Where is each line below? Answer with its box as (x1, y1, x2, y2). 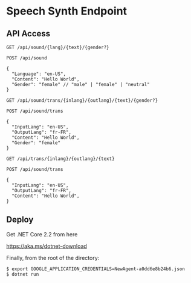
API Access (6, 28, 51, 39)
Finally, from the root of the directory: (6, 254, 100, 261)
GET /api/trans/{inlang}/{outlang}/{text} (6, 156, 115, 162)
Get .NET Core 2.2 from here (6, 230, 78, 238)
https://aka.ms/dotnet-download (6, 242, 88, 250)
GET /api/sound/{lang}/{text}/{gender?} (6, 44, 110, 50)
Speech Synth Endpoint (6, 4, 128, 18)
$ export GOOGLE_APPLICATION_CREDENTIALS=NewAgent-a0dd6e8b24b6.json (6, 265, 186, 272)
